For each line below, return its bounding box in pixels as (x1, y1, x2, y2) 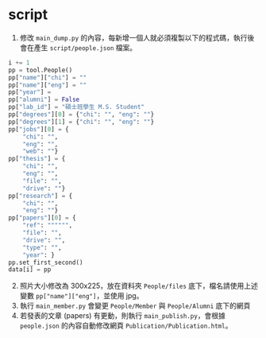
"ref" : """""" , (22, 221, 73, 230)
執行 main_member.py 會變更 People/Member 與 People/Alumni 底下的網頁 (19, 301, 251, 311)
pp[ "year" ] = (8, 88, 52, 96)
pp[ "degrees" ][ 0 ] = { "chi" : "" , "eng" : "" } (8, 111, 155, 118)
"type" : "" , (22, 243, 62, 251)
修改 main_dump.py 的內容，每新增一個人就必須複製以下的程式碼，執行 (19, 33, 248, 42)
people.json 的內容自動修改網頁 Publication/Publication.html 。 (19, 321, 233, 331)
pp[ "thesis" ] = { (8, 155, 66, 163)
